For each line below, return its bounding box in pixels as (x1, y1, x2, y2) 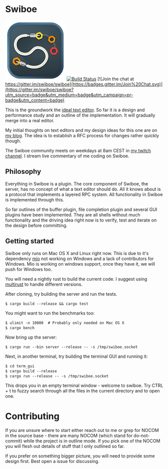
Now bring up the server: (5, 334, 57, 340)
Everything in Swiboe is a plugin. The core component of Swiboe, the (5, 180, 148, 186)
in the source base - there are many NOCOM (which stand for (5, 432, 133, 438)
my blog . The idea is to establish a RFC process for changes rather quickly (5, 132, 159, 138)
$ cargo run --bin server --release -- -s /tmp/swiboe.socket (5, 344, 138, 349)
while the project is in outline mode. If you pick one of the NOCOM (23, 437, 160, 444)
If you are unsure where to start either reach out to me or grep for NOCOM (5, 427, 159, 433)
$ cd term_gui (5, 363, 35, 369)
